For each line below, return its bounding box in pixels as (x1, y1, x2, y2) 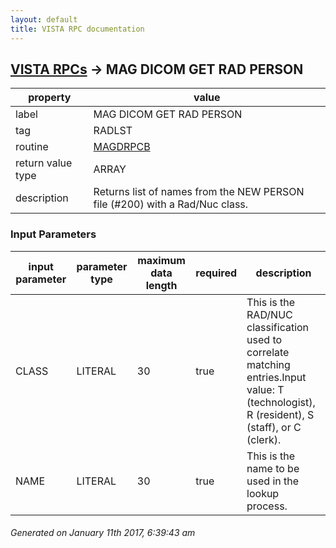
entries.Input (246, 370, 307, 384)
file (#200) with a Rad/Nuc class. (93, 197, 249, 211)
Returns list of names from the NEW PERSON (93, 185, 305, 199)
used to (246, 332, 283, 346)
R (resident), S (246, 407, 315, 421)
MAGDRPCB (93, 140, 151, 154)
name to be (246, 461, 300, 475)
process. (246, 499, 288, 513)
